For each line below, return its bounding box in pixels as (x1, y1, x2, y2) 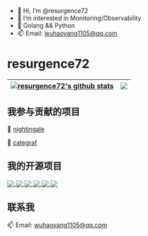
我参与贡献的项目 (7, 106, 80, 118)
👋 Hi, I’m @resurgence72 (17, 7, 89, 15)
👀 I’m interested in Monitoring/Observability (17, 14, 142, 22)
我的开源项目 (7, 160, 62, 172)
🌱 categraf (7, 138, 37, 146)
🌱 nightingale (7, 125, 45, 133)
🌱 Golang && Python (17, 22, 75, 29)
